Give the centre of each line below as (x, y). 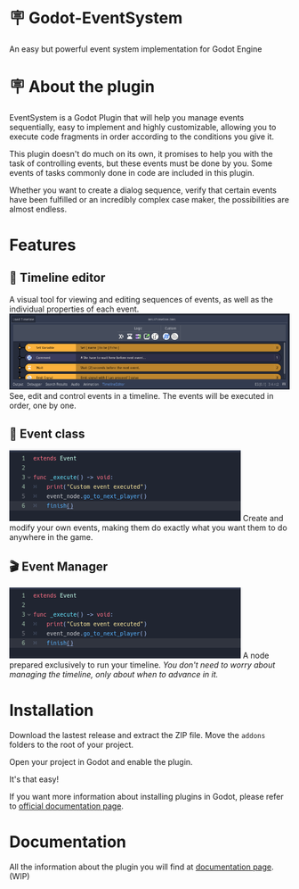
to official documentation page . (67, 806)
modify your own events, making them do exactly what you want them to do (148, 528)
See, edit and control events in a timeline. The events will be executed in (141, 396)
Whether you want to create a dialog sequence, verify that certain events (143, 190)
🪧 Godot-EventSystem (96, 18)
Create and (263, 519)
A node (256, 656)
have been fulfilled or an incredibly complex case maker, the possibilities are (149, 199)
